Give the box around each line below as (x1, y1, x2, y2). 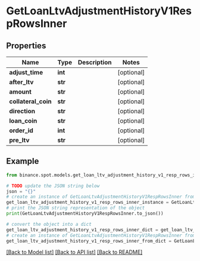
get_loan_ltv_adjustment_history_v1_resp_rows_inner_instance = (6, 200, 169, 206)
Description (77, 58, 112, 66)
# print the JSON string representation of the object (6, 205, 145, 211)
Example (6, 156, 39, 166)
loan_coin (9, 117, 37, 125)
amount (9, 88, 32, 96)
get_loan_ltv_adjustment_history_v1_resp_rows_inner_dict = (6, 226, 159, 233)
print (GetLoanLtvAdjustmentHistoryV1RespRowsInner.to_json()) (6, 210, 164, 217)
